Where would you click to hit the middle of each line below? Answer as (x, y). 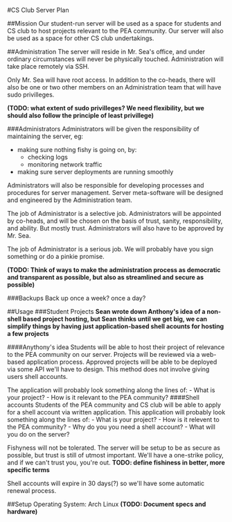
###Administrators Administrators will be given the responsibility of (103, 129)
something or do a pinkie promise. (56, 256)
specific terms (28, 470)
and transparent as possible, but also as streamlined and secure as (106, 277)
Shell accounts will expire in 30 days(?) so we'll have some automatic (106, 483)
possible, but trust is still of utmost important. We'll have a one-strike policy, (115, 455)
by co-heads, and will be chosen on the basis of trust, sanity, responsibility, (115, 221)
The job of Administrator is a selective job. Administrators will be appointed (114, 213)
